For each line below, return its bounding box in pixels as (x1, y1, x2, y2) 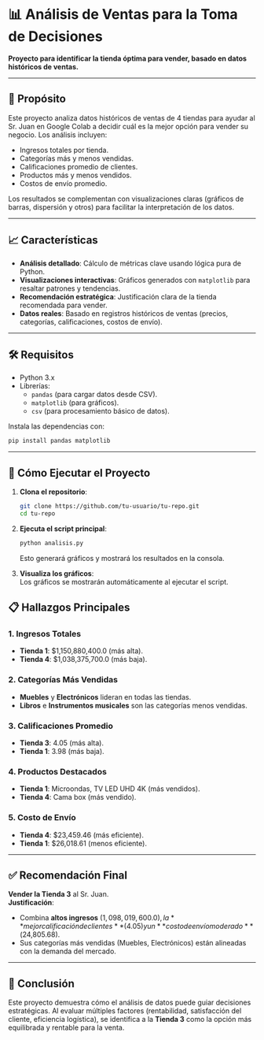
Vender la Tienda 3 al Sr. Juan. (8, 890, 109, 899)
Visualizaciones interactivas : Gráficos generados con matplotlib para (19, 275, 251, 284)
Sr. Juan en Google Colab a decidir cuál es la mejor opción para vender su (8, 121, 249, 131)
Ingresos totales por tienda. (19, 145, 108, 154)
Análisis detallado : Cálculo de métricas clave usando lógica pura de (19, 258, 242, 268)
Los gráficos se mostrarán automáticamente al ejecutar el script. (19, 577, 229, 586)
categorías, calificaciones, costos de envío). (19, 317, 163, 326)
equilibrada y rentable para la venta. (8, 1023, 125, 1032)
